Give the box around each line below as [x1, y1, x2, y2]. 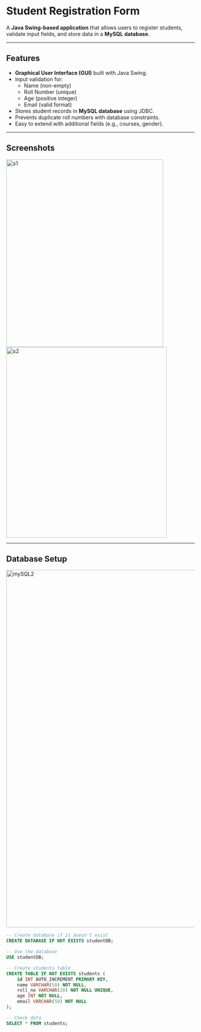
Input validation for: [14, 75, 63, 83]
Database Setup [6, 553, 68, 564]
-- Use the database [6, 949, 58, 955]
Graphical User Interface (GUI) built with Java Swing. [14, 69, 148, 76]
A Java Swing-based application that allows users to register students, [6, 24, 183, 31]
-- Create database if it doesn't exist [6, 932, 109, 939]
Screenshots [6, 143, 55, 153]
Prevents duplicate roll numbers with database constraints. [14, 114, 160, 121]
